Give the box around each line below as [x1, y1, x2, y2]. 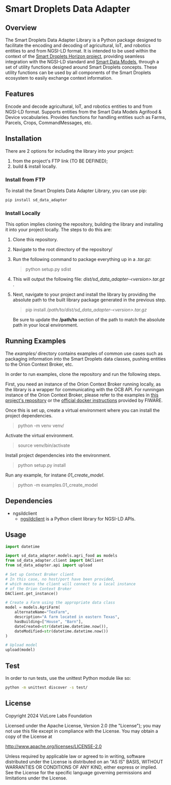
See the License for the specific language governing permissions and [5, 769, 152, 775]
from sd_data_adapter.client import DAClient [5, 558, 104, 563]
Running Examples [5, 337, 66, 345]
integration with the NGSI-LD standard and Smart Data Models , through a [5, 59, 159, 64]
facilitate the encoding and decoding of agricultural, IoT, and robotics [5, 42, 151, 49]
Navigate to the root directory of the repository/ [12, 246, 113, 253]
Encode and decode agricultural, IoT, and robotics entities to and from [5, 103, 153, 109]
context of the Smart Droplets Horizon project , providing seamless [5, 53, 145, 59]
